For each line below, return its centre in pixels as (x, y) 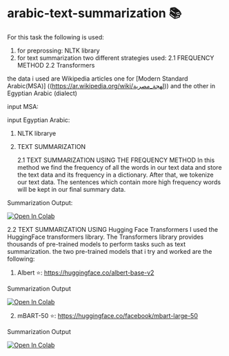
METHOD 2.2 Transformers (56, 65)
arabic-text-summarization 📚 (94, 13)
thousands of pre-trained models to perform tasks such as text (97, 244)
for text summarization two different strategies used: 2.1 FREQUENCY (116, 58)
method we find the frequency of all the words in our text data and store (119, 167)
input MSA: (23, 106)
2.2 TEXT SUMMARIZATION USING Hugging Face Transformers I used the (113, 229)
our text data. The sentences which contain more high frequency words (119, 182)
